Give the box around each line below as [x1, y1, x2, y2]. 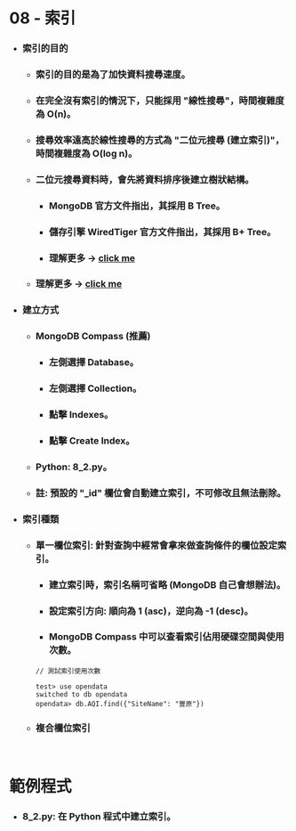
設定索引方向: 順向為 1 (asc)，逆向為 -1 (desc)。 [48, 605, 253, 617]
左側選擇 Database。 [48, 356, 140, 369]
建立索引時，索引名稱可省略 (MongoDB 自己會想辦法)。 [48, 578, 286, 591]
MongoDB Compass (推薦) [35, 330, 151, 343]
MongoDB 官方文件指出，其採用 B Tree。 [48, 200, 226, 212]
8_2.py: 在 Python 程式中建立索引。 [21, 811, 176, 823]
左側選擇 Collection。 [48, 382, 142, 395]
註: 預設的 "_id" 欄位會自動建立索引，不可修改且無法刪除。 [35, 486, 286, 499]
